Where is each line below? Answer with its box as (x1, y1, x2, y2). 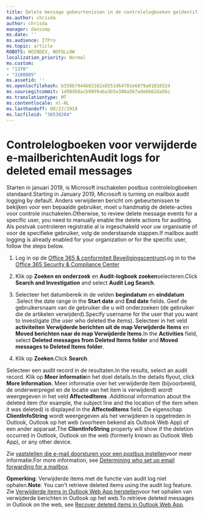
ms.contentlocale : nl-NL (6, 100, 70, 106)
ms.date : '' (6, 32, 37, 38)
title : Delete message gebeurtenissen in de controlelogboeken (6, 9, 171, 15)
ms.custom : (6, 60, 34, 66)
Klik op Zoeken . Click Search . (15, 355, 89, 362)
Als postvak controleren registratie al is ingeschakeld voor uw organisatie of (6, 223, 197, 230)
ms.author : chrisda (6, 15, 56, 21)
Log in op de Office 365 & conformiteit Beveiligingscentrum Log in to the (15, 255, 196, 262)
